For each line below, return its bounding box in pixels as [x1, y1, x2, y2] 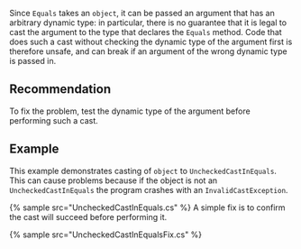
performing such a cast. [9, 115, 99, 125]
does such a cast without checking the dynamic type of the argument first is [9, 36, 293, 47]
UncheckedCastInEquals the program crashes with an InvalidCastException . [9, 184, 288, 195]
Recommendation [9, 81, 111, 97]
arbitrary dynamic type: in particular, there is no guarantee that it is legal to [9, 17, 287, 28]
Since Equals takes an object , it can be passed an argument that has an [9, 8, 275, 18]
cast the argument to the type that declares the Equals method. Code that [9, 27, 282, 37]
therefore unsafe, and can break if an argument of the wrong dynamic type [9, 46, 287, 57]
